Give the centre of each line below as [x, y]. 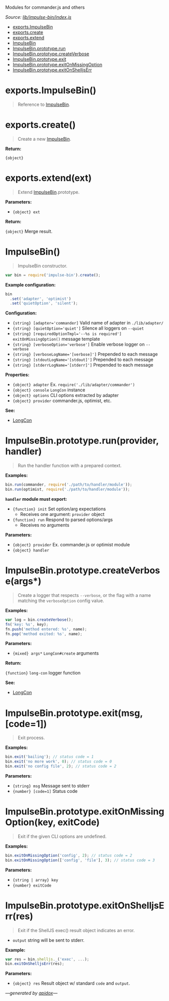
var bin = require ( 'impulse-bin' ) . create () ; [53, 275]
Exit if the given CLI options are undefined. [62, 836]
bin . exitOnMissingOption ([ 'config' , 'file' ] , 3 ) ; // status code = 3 [80, 860]
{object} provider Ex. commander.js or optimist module [71, 544]
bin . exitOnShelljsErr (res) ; [35, 964]
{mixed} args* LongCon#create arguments [56, 653]
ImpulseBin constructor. [42, 266]
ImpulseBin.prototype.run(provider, [82, 441]
